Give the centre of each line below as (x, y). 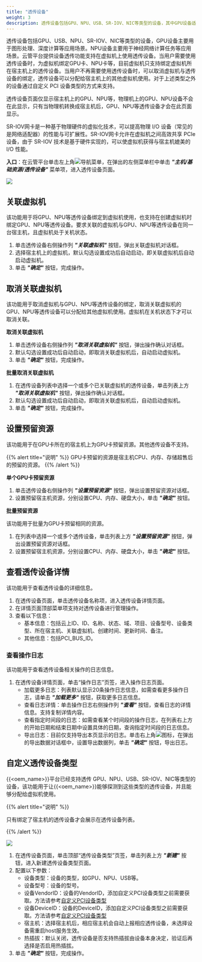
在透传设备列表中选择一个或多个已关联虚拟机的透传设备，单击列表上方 (102, 385)
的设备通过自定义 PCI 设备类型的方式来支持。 (62, 86)
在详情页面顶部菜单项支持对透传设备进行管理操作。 (78, 608)
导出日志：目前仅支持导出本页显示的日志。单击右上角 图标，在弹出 (109, 734)
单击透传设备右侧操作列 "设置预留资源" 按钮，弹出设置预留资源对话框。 (104, 490)
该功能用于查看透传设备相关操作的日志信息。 (62, 669)
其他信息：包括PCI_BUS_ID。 (60, 638)
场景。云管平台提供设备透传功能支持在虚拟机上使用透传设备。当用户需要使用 (101, 56)
